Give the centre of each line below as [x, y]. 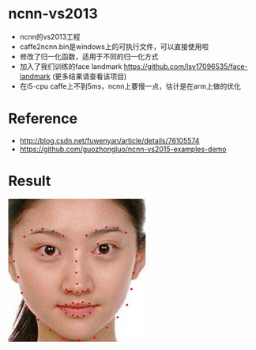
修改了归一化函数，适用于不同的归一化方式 [89, 56]
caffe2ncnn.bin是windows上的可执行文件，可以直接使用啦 [114, 46]
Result [30, 181]
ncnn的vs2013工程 [50, 36]
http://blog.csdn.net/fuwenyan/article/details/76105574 [109, 140]
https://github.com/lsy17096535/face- [186, 66]
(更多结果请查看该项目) [90, 76]
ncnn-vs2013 [53, 14]
